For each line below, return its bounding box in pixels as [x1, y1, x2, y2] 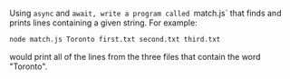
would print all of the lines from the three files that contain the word [9, 51, 261, 62]
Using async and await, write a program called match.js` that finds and [9, 8, 282, 18]
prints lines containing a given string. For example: [9, 17, 198, 28]
